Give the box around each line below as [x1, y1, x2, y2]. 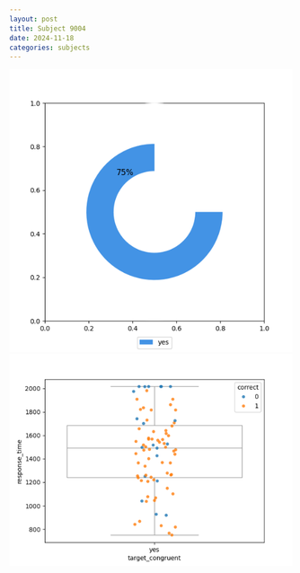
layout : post [9, 14, 58, 23]
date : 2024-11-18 [9, 33, 75, 42]
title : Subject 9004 [9, 23, 87, 33]
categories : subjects [9, 43, 91, 52]
